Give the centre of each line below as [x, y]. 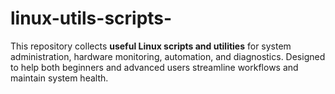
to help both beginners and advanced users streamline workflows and [154, 67]
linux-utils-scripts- [91, 18]
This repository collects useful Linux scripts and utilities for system [151, 46]
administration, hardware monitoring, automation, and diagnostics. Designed [168, 56]
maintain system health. [59, 78]
